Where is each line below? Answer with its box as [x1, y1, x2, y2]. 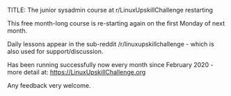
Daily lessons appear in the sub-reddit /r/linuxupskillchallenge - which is [7, 40, 214, 48]
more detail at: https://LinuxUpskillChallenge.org [7, 68, 146, 76]
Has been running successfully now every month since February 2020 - [7, 61, 214, 68]
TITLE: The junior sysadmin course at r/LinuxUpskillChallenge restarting [7, 6, 214, 14]
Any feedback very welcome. [7, 81, 92, 89]
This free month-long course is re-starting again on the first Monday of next [7, 19, 225, 27]
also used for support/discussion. [7, 48, 104, 55]
